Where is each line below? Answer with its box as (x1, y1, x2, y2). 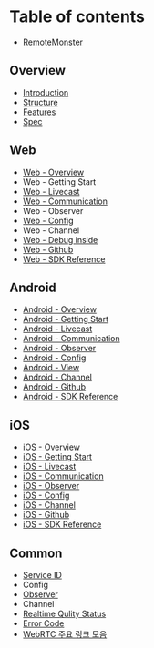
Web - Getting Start (22, 176, 97, 187)
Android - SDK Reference (22, 391, 118, 402)
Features (22, 106, 56, 117)
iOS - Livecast (22, 461, 77, 472)
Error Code (22, 618, 65, 629)
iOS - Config (22, 490, 70, 501)
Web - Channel (22, 225, 80, 236)
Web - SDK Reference (22, 253, 106, 265)
